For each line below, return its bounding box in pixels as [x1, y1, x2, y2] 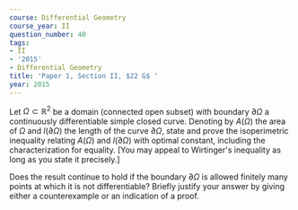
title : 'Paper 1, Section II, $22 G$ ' [9, 72, 159, 81]
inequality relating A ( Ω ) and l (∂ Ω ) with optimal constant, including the [9, 136, 267, 146]
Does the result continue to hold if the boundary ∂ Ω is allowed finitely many [9, 171, 289, 182]
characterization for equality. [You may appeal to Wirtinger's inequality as [9, 144, 281, 155]
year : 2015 [9, 80, 50, 89]
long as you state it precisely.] [9, 154, 120, 165]
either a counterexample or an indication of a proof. [9, 190, 199, 202]
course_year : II [9, 22, 70, 31]
